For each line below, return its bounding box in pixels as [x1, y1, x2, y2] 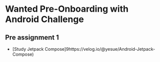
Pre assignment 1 [5, 33, 59, 41]
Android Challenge [5, 14, 84, 25]
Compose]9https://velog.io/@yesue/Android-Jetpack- [45, 46, 155, 52]
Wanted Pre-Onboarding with [5, 3, 129, 15]
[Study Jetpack [12, 46, 44, 52]
